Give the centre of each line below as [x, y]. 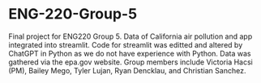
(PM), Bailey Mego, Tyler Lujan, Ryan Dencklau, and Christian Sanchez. [127, 70]
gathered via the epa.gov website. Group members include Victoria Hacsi [130, 62]
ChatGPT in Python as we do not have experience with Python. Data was [130, 53]
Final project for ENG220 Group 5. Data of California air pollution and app [130, 36]
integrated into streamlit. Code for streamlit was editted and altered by [126, 44]
